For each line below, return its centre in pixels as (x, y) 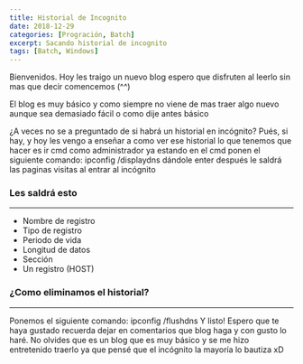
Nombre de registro (59, 221)
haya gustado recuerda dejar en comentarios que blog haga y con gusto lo (148, 330)
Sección (37, 259)
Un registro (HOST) (58, 269)
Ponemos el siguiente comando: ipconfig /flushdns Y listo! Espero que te (144, 321)
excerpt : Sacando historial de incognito (88, 43)
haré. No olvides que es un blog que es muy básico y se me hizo (129, 340)
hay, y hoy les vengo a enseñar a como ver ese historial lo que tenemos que (151, 141)
